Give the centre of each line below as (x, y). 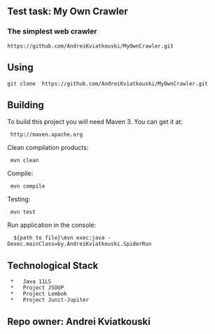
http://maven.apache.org (46, 135)
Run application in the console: (52, 225)
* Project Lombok (39, 294)
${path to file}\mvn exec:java (59, 238)
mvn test (23, 212)
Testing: (19, 200)
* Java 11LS (31, 282)
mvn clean (25, 160)
